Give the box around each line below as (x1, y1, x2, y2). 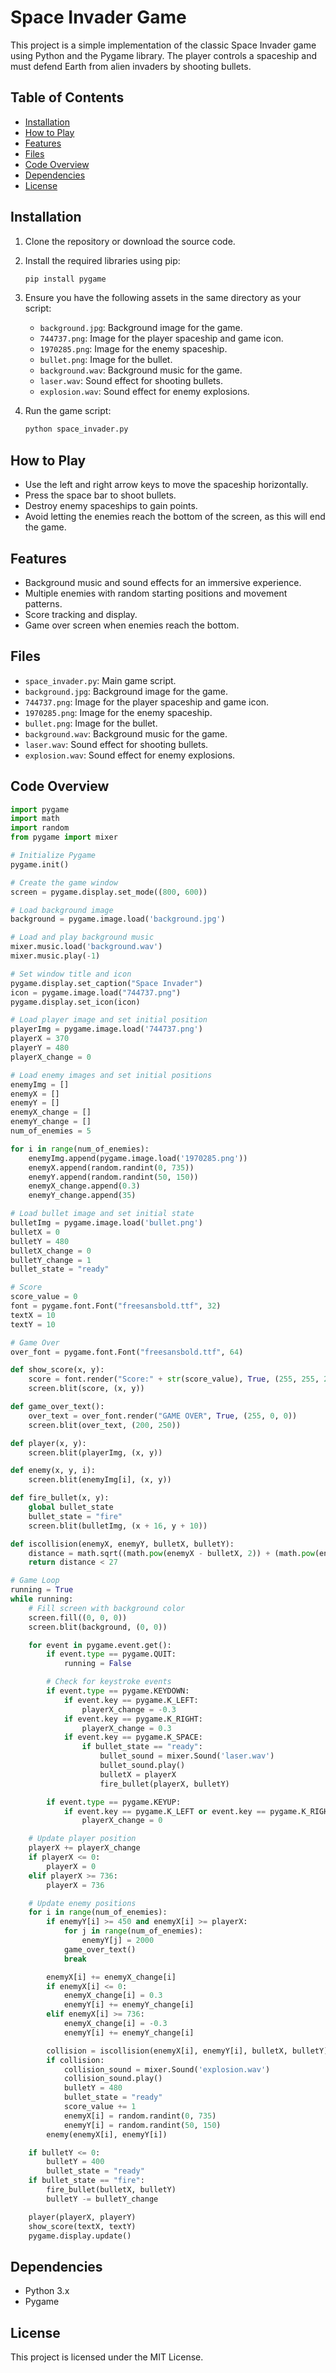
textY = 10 (10, 1319, 56, 1330)
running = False (63, 1659, 132, 1669)
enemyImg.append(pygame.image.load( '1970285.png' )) (28, 1153, 248, 1163)
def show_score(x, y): (10, 1365, 105, 1375)
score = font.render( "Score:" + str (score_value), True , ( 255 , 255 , (28, 1374, 320, 1385)
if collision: (46, 2055, 105, 2065)
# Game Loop (10, 1576, 60, 1586)
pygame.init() (10, 859, 70, 870)
